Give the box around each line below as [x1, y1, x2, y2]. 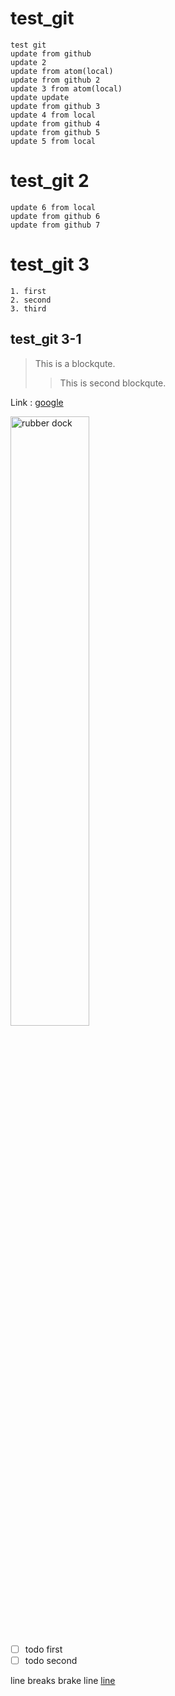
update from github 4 [10, 118, 101, 129]
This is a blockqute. [34, 357, 116, 369]
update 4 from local [10, 110, 97, 120]
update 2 [10, 57, 47, 67]
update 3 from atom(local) [10, 83, 123, 94]
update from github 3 [10, 101, 101, 111]
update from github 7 [10, 220, 101, 230]
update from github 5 [10, 127, 101, 137]
